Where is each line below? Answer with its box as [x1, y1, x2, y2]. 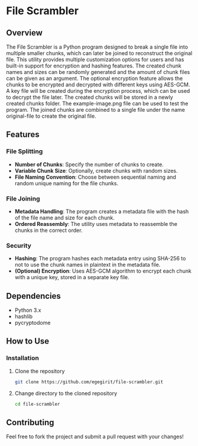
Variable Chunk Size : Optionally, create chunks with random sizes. [14, 167, 178, 174]
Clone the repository [14, 367, 65, 374]
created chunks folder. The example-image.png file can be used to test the [6, 100, 189, 107]
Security [6, 241, 31, 250]
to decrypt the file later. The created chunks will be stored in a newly [6, 93, 173, 101]
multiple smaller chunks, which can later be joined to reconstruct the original [6, 50, 193, 57]
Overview [6, 28, 43, 38]
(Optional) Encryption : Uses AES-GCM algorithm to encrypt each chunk [14, 267, 192, 274]
